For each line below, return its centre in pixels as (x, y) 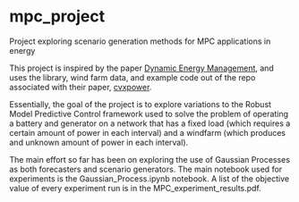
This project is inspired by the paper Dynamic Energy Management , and (142, 68)
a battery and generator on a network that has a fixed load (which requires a (150, 123)
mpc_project (57, 17)
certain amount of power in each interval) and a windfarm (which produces (148, 132)
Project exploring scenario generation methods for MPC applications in (140, 41)
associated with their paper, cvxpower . (81, 87)
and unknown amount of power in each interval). (99, 142)
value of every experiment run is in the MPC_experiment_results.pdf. (135, 188)
